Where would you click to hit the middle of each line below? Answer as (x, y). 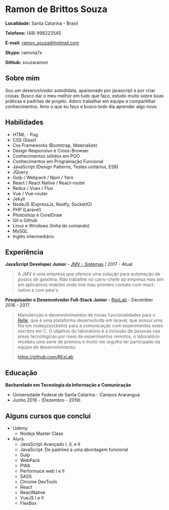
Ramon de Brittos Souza (56, 9)
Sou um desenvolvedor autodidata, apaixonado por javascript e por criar (80, 90)
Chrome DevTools (38, 482)
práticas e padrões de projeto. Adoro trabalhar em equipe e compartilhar (80, 101)
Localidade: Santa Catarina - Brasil (42, 23)
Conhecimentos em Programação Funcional (58, 161)
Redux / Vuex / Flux (33, 188)
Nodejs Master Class (41, 433)
